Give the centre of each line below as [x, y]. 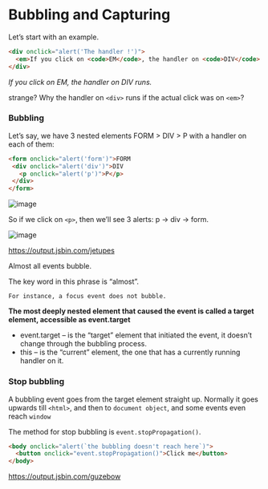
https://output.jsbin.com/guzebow [65, 477]
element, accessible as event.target [69, 320]
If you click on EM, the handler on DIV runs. [80, 82]
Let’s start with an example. [53, 37]
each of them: [31, 144]
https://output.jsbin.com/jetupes [61, 251]
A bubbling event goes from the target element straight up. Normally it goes [133, 399]
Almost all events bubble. [50, 266]
